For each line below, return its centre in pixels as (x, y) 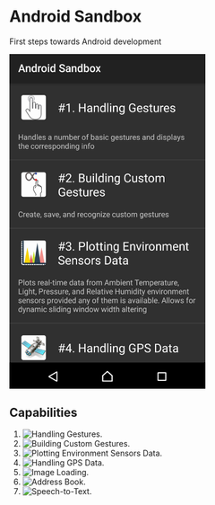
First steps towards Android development (86, 41)
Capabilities (43, 412)
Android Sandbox (75, 17)
